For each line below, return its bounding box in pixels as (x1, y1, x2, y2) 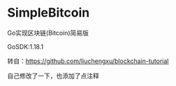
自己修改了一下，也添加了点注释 (7, 71, 99, 80)
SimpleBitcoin (7, 5, 90, 21)
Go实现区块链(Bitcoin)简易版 (7, 28, 89, 37)
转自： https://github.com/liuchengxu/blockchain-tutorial (7, 57, 169, 65)
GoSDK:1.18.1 (7, 42, 44, 51)
